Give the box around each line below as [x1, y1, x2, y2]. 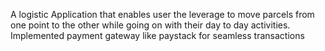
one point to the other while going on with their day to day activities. [10, 19, 291, 31]
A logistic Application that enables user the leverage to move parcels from [10, 9, 315, 20]
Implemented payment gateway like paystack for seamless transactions [10, 30, 305, 41]
